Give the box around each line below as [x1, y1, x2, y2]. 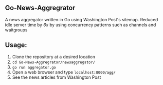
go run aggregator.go [12, 65, 56, 70]
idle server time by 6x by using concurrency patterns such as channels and [5, 22, 156, 28]
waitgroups [5, 27, 28, 33]
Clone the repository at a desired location [12, 54, 96, 59]
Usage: [5, 41, 28, 49]
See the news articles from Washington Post [12, 74, 101, 80]
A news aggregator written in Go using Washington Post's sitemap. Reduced [5, 16, 158, 22]
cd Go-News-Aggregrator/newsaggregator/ [12, 60, 95, 65]
